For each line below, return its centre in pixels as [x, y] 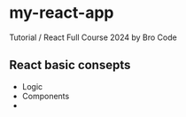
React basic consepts [70, 65]
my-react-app [62, 13]
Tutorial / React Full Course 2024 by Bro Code [93, 37]
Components [46, 96]
